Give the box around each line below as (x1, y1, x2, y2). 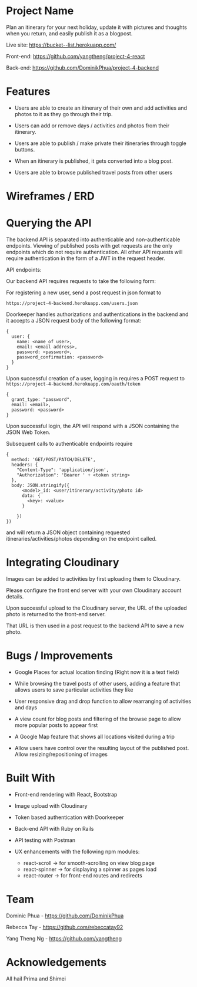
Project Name (6, 4, 74, 18)
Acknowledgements (6, 955, 107, 969)
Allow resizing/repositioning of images (14, 751, 108, 758)
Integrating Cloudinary (6, 556, 119, 570)
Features (6, 85, 51, 98)
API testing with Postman (14, 836, 76, 844)
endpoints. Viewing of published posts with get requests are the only (6, 242, 173, 249)
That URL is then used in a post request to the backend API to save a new (6, 622, 184, 629)
